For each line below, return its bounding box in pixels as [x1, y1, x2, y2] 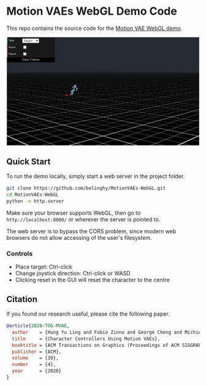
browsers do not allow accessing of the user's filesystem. [6, 234, 152, 241]
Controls [6, 249, 33, 258]
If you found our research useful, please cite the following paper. [6, 310, 170, 317]
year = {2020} [12, 368, 62, 374]
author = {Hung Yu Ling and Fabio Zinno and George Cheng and [12, 329, 183, 335]
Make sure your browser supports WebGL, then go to [6, 209, 141, 217]
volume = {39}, [12, 355, 59, 362]
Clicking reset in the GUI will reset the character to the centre [15, 277, 170, 284]
